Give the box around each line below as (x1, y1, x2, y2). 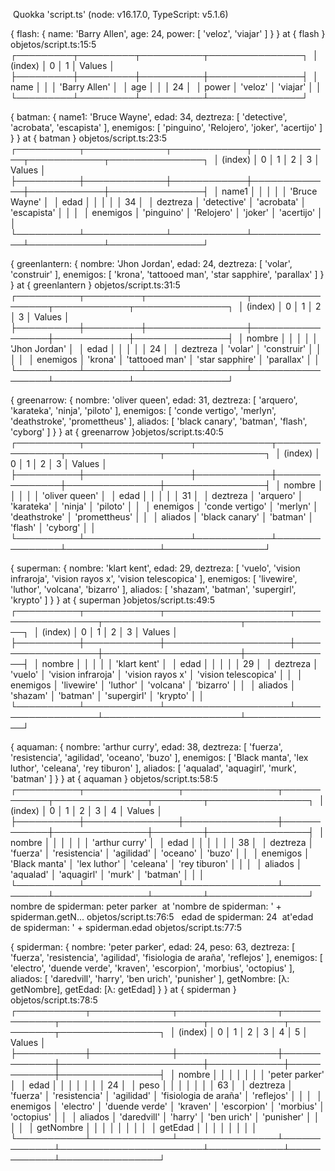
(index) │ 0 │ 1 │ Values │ (10, 60, 116, 71)
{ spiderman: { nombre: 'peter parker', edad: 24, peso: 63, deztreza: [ (10, 941, 296, 953)
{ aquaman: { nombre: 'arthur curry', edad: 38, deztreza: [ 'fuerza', (10, 741, 283, 753)
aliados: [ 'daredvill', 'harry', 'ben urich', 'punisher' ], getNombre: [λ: (10, 973, 290, 984)
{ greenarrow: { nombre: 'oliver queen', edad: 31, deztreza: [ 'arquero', (10, 394, 298, 406)
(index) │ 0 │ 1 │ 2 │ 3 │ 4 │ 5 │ (178, 1026, 309, 1038)
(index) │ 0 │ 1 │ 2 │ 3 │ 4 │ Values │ (10, 805, 163, 816)
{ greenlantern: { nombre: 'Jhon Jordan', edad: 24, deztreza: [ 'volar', (10, 258, 293, 269)
